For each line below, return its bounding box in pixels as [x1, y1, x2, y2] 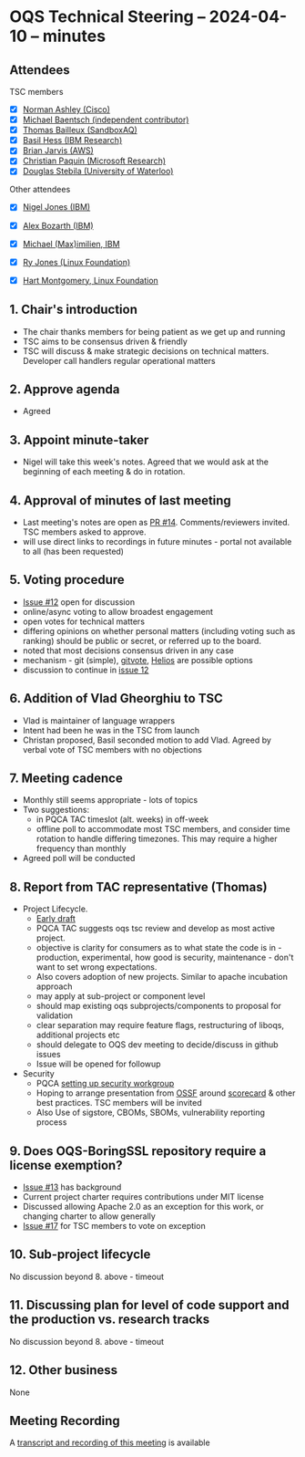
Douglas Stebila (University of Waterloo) [22, 166, 174, 177]
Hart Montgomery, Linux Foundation [22, 275, 159, 286]
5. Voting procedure [9, 572, 125, 588]
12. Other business [9, 1362, 118, 1379]
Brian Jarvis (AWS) [22, 145, 94, 156]
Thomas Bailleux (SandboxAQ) [22, 125, 138, 136]
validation [36, 1010, 74, 1021]
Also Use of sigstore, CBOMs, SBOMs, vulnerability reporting [36, 1107, 266, 1119]
